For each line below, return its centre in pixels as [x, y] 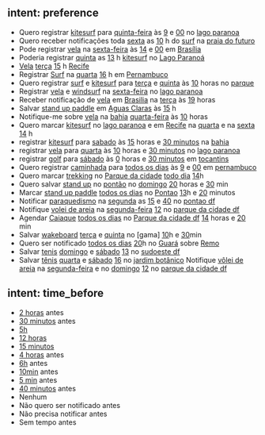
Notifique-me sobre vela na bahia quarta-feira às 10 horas [114, 116]
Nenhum [33, 397]
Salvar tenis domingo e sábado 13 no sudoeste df [99, 251]
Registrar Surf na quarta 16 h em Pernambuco [93, 74]
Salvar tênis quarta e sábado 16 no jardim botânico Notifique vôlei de [131, 260]
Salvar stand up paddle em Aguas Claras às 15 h [98, 108]
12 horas [33, 337]
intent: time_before [56, 293]
